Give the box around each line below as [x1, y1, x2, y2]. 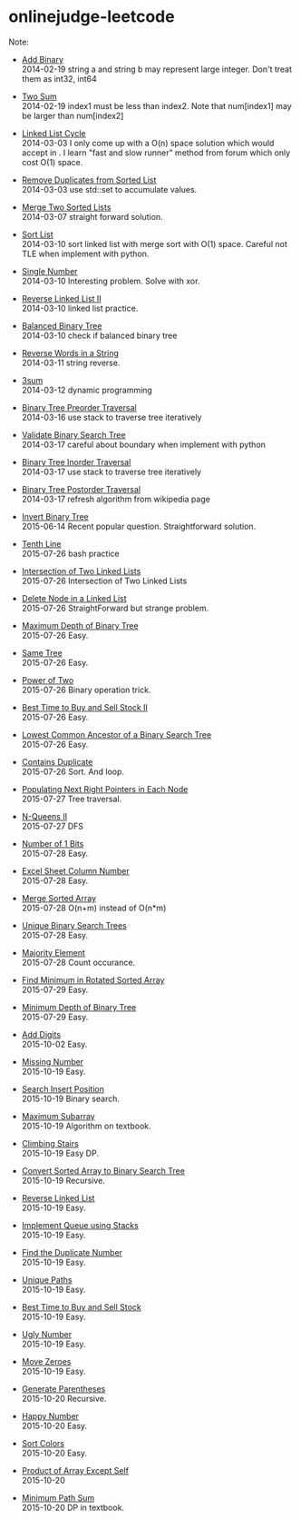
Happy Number [21, 1410, 79, 1421]
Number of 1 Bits [21, 838, 84, 849]
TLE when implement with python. [21, 248, 150, 259]
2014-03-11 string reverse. [21, 357, 121, 368]
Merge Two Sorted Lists [21, 202, 112, 213]
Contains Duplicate [21, 756, 93, 767]
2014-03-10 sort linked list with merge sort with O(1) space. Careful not [21, 238, 287, 249]
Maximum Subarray [21, 1110, 96, 1121]
